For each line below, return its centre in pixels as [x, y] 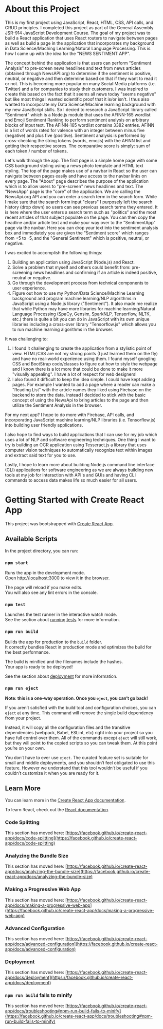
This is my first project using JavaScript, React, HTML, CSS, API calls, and [79, 22]
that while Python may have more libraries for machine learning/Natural [83, 308]
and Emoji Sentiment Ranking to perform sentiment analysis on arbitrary [77, 120]
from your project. [23, 718]
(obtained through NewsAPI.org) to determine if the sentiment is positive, [78, 73]
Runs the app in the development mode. [45, 572]
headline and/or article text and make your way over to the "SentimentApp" [80, 222]
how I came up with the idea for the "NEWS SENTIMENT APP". [68, 53]
